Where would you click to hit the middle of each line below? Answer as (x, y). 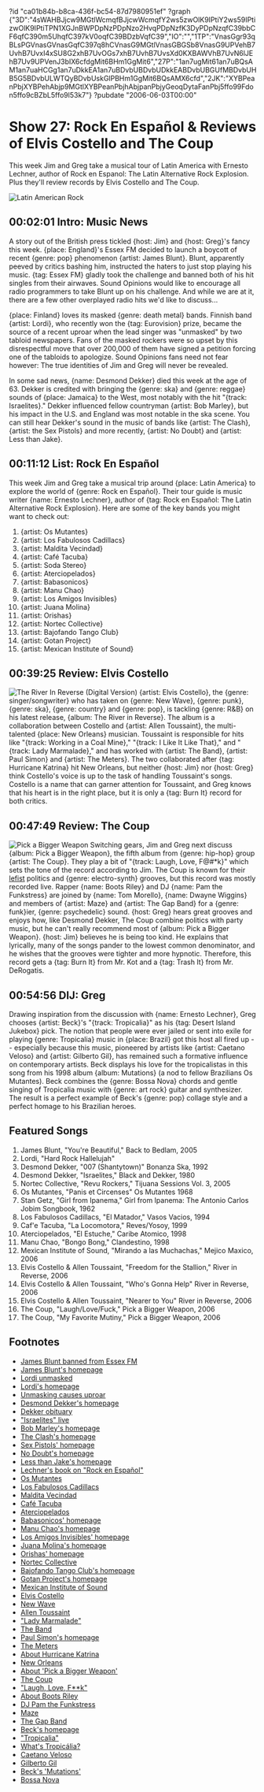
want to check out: (39, 516)
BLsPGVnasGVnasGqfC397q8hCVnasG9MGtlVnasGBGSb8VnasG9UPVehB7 (132, 45)
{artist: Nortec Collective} (62, 623)
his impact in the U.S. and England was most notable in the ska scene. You (130, 414)
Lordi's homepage (50, 1386)
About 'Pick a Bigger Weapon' (69, 1671)
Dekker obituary (46, 1411)
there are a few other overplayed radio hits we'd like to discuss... (114, 299)
